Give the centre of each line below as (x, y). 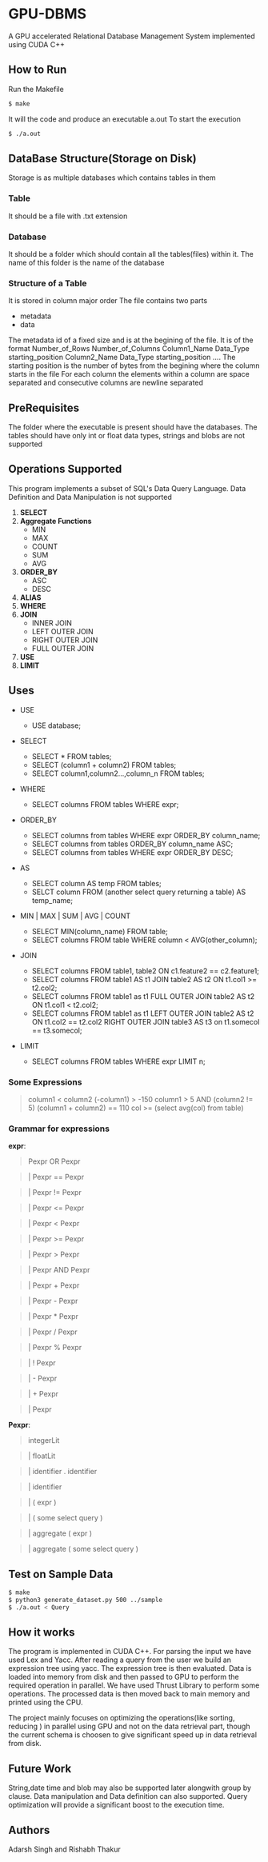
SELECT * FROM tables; (72, 756)
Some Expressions (45, 1082)
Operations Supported (65, 469)
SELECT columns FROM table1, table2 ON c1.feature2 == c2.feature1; (146, 971)
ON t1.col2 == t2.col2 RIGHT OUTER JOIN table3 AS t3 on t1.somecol (146, 1021)
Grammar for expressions (59, 1129)
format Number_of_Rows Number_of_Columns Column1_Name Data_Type (129, 349)
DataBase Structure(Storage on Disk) (103, 158)
